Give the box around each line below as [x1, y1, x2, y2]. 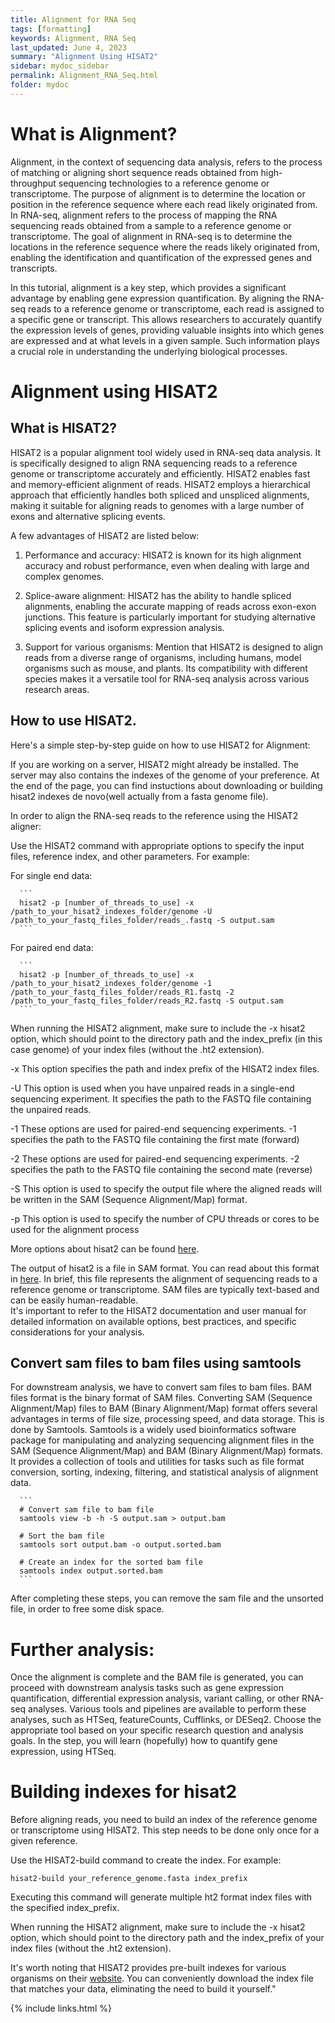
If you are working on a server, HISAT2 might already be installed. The [10, 758, 299, 770]
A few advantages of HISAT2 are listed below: [10, 529, 200, 541]
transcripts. [10, 262, 58, 274]
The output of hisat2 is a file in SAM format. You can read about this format [10, 1262, 320, 1274]
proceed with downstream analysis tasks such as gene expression [10, 1682, 284, 1694]
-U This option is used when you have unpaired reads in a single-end [10, 1082, 295, 1094]
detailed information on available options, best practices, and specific [10, 1315, 297, 1327]
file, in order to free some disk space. [10, 1603, 165, 1615]
